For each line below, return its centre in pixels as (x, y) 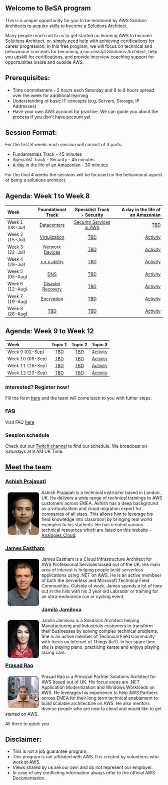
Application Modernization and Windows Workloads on (98, 687)
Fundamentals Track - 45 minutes (47, 154)
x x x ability (52, 262)
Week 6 (15, 284)
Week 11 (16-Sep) (27, 366)
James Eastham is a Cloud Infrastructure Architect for (97, 559)
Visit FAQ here (20, 422)
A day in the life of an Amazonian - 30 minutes (60, 165)
